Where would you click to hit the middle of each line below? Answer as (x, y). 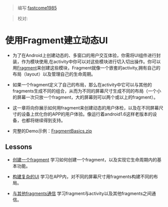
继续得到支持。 (50, 120)
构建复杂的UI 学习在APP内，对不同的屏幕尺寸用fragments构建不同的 (83, 176)
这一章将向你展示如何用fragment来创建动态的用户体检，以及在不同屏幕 (86, 107)
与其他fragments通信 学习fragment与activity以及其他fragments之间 (82, 193)
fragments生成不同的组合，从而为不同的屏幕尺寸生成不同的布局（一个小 (87, 91)
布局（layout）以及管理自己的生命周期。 (54, 74)
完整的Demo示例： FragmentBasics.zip (52, 131)
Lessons (19, 147)
